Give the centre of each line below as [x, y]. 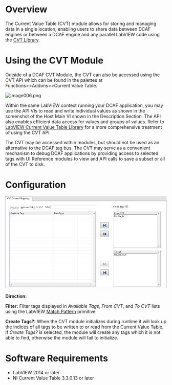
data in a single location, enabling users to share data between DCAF [78, 29]
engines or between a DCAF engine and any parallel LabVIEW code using [83, 34]
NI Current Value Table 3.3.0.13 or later [53, 378]
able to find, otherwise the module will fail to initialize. [62, 338]
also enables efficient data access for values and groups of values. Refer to [85, 122]
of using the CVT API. [28, 132]
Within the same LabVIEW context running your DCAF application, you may [84, 105]
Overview [26, 9]
